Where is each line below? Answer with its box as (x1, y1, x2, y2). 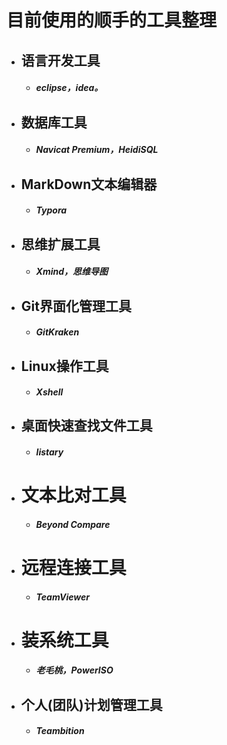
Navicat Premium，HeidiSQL (35, 144, 159, 156)
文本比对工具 (20, 484, 127, 507)
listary (35, 446, 64, 458)
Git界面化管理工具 (20, 297, 132, 315)
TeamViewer (35, 591, 91, 603)
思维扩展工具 (20, 236, 101, 253)
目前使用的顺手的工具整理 (6, 9, 218, 32)
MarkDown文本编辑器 (20, 176, 158, 193)
